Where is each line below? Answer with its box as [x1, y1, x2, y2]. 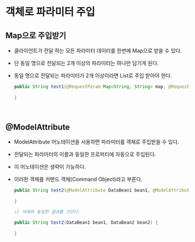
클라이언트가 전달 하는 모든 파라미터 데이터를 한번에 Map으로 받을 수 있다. [13, 47, 182, 54]
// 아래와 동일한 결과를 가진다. [13, 209, 81, 215]
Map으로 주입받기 [5, 30, 67, 40]
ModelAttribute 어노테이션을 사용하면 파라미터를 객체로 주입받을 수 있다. [13, 138, 179, 145]
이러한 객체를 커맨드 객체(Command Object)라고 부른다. [13, 176, 143, 183]
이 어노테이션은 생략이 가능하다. [13, 163, 86, 171]
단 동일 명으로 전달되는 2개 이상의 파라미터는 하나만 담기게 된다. [13, 60, 159, 66]
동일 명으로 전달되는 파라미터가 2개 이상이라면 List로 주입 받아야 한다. [13, 72, 172, 79]
